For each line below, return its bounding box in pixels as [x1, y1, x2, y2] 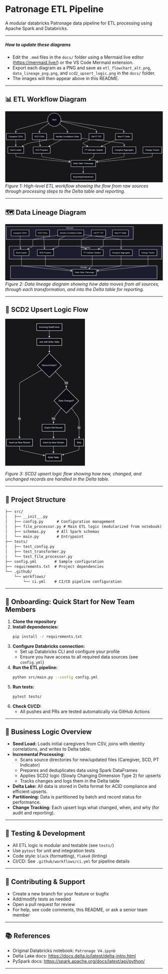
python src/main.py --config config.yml [12, 674, 98, 679]
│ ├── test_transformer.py [5, 549, 66, 554]
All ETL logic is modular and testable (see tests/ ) [12, 842, 114, 848]
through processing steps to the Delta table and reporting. [5, 188, 125, 194]
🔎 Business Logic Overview [5, 727, 92, 736]
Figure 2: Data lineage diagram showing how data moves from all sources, [5, 281, 159, 287]
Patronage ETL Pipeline [5, 3, 104, 15]
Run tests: [12, 683, 34, 689]
